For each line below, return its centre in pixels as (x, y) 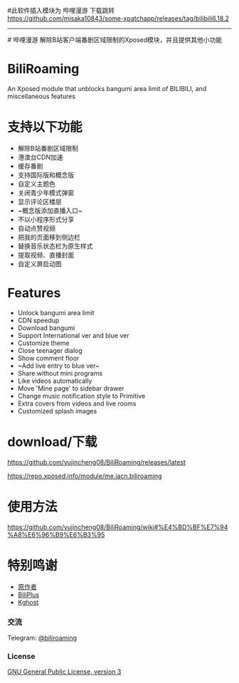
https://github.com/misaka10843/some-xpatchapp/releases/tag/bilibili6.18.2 (118, 18)
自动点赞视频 (36, 228)
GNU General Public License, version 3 (64, 672)
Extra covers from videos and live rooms (77, 403)
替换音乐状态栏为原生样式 (55, 246)
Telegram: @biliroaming (42, 637)
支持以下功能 (45, 127)
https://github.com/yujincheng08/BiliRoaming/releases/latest (97, 462)
